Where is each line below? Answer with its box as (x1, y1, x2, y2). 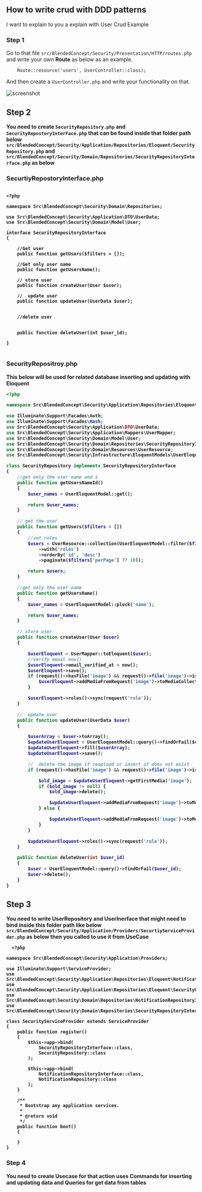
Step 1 (6, 35, 25, 44)
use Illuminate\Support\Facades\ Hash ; (6, 419, 103, 425)
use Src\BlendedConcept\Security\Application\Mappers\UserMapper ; (6, 429, 176, 435)
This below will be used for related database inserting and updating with (6, 373, 191, 381)
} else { (38, 805, 61, 811)
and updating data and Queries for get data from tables (6, 1179, 147, 1186)
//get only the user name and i (17, 475, 98, 481)
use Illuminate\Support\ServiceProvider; (6, 966, 112, 972)
